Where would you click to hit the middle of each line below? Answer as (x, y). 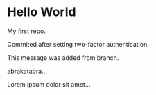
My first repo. (27, 31)
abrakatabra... (27, 71)
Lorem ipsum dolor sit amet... (49, 84)
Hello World (42, 12)
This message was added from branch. (63, 57)
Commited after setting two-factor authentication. (78, 44)
